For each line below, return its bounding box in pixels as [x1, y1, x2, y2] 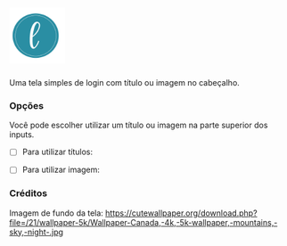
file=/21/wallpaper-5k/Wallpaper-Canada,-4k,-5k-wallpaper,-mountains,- [9, 217, 278, 227]
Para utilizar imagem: [21, 164, 101, 176]
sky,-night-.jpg [9, 226, 64, 237]
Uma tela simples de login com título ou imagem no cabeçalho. [9, 77, 241, 87]
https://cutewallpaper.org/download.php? [105, 208, 258, 218]
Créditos [9, 187, 47, 200]
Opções [9, 99, 45, 111]
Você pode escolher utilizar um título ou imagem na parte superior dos [9, 119, 268, 131]
